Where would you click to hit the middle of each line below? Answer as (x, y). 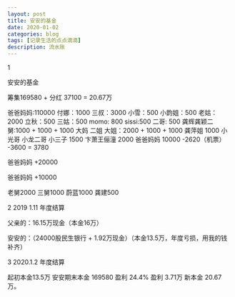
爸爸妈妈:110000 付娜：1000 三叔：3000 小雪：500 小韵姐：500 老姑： (112, 112)
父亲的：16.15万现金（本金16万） (55, 223)
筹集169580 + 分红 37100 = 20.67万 (60, 97)
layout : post (27, 14)
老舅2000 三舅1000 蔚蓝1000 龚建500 (63, 192)
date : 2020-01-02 (33, 27)
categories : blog (33, 34)
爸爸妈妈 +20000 (33, 162)
